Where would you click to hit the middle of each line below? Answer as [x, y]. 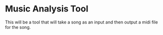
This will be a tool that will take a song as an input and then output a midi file [81, 22]
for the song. [18, 27]
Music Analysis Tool [47, 9]
